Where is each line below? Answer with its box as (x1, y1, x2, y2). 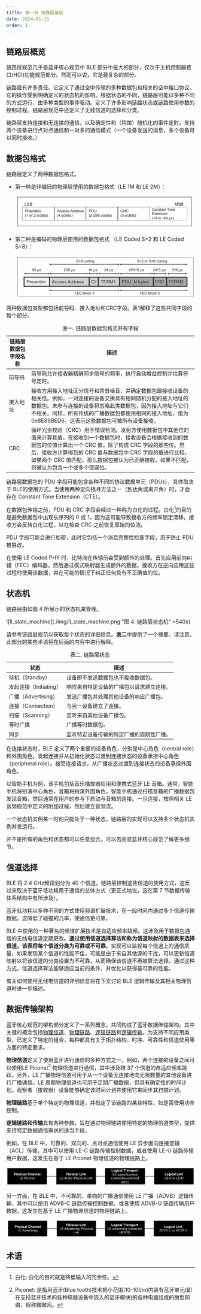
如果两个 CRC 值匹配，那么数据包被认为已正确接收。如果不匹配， (31, 456, 192, 464)
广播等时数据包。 (66, 721, 109, 728)
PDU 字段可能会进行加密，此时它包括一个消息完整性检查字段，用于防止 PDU (6, 534, 194, 541)
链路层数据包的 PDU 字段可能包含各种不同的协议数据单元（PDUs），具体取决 (6, 478, 194, 485)
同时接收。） (11, 134, 41, 141)
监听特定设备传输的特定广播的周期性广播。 (66, 731, 172, 738)
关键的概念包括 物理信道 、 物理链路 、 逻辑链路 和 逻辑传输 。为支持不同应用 (6, 1028, 184, 1036)
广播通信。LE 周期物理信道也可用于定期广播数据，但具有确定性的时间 (11, 1079, 182, 1086)
